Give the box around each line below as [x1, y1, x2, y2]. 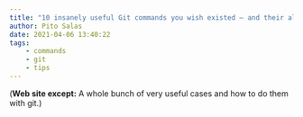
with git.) [9, 97, 42, 108]
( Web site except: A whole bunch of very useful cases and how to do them [9, 87, 289, 99]
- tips [25, 64, 50, 73]
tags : [9, 38, 30, 48]
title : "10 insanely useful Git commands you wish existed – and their [9, 13, 284, 22]
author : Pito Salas [9, 22, 83, 31]
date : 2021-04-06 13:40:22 [9, 30, 111, 39]
